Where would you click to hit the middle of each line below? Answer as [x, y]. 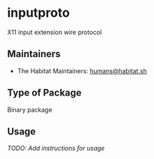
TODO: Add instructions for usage [56, 149]
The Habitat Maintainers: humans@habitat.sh [82, 70]
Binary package [30, 109]
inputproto [39, 13]
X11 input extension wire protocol [55, 32]
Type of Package [45, 93]
